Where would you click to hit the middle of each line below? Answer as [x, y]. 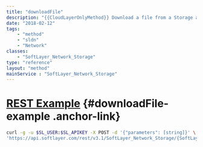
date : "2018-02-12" [31, 23]
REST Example [43, 104]
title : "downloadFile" [35, 12]
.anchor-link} [86, 116]
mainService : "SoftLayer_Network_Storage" [62, 74]
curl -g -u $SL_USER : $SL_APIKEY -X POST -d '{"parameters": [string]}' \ [101, 133]
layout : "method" [28, 68]
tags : [13, 29]
